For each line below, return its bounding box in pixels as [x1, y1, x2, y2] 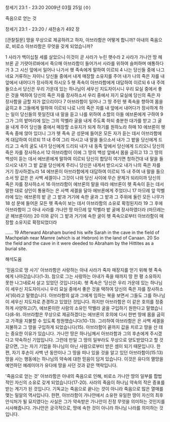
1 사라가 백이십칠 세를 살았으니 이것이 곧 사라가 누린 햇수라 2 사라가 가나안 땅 [5, 54, 157, 60]
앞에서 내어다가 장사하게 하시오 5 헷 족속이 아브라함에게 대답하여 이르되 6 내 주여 [5, 79, 165, 85]
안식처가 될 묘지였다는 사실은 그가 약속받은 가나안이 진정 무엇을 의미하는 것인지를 [5, 399, 165, 404]
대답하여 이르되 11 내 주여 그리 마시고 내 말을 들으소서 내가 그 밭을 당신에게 [10, 137, 157, 142]
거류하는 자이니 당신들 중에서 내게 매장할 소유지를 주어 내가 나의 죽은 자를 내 [14, 73, 165, 79]
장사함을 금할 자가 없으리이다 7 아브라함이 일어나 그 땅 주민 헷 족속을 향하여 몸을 [5, 99, 163, 104]
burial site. [5, 246, 27, 252]
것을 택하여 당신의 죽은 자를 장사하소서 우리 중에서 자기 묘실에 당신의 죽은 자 [10, 92, 161, 98]
